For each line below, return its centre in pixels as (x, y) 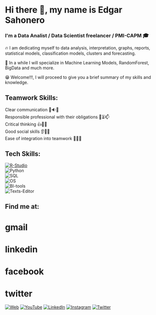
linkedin (21, 249)
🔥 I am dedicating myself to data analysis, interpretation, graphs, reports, (78, 48)
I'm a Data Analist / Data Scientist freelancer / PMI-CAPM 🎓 (77, 36)
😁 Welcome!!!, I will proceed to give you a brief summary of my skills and (78, 78)
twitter (19, 294)
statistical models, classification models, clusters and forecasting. (71, 53)
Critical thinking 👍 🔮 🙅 (26, 124)
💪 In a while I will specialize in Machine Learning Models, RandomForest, (77, 63)
